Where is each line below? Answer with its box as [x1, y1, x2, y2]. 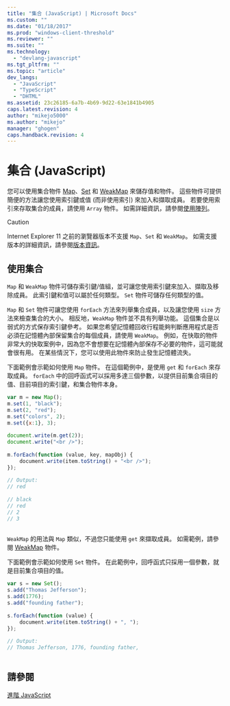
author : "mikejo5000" [7, 112, 69, 119]
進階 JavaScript [7, 691, 51, 699]
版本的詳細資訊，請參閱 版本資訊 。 [7, 241, 103, 249]
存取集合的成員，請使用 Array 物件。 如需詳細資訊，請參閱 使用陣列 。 [18, 204, 214, 213]
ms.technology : [7, 49, 51, 56]
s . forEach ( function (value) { [7, 612, 94, 619]
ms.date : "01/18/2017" [7, 23, 72, 30]
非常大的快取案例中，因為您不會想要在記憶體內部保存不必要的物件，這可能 [7, 340, 217, 348]
